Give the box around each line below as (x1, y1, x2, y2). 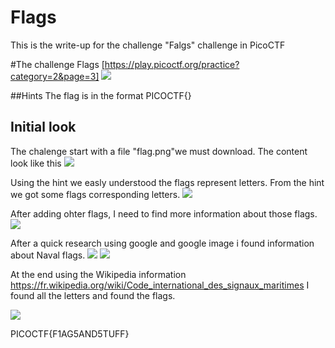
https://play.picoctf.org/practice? (104, 58, 240, 70)
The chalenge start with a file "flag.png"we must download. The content (10, 145, 308, 157)
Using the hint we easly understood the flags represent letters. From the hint (10, 176, 325, 188)
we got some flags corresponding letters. (10, 188, 181, 200)
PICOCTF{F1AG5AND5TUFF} (10, 327, 130, 340)
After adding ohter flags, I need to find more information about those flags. (10, 207, 318, 220)
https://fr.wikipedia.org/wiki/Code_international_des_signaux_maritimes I (10, 279, 310, 291)
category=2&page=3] (10, 70, 100, 82)
